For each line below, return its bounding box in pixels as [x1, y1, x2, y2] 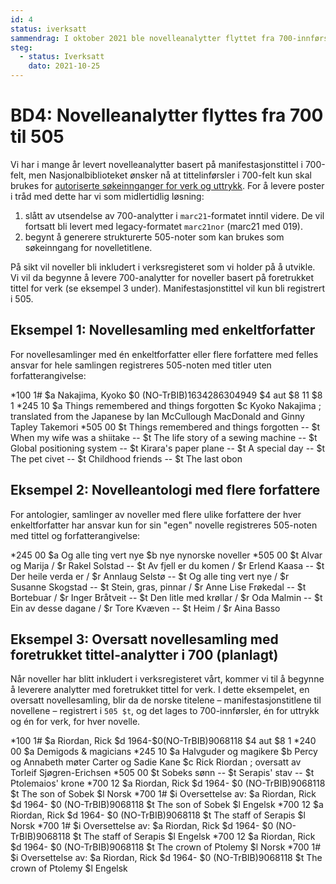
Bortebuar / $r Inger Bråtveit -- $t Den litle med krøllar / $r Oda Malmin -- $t [10, 591, 323, 603]
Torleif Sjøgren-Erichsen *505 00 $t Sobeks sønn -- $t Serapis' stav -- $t [10, 767, 315, 779]
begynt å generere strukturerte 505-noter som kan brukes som [24, 231, 285, 243]
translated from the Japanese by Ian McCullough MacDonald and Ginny [10, 410, 305, 422]
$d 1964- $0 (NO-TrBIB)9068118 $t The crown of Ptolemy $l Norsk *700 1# [10, 841, 322, 853]
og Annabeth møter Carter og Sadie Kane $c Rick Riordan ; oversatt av [10, 756, 302, 768]
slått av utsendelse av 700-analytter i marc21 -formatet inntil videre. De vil [24, 209, 325, 221]
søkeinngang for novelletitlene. [24, 241, 153, 253]
